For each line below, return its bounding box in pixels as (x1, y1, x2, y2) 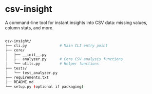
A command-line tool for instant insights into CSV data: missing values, (5, 20, 148, 25)
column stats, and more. (5, 24, 54, 30)
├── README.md (5, 79, 34, 84)
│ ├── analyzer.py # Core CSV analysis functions (5, 57, 123, 62)
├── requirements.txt (5, 75, 49, 80)
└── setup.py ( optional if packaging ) (5, 84, 84, 89)
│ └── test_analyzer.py (5, 70, 57, 75)
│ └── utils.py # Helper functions (5, 61, 99, 67)
